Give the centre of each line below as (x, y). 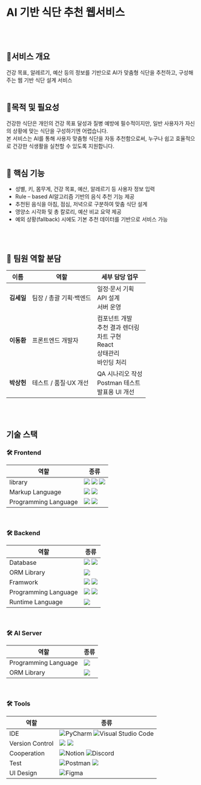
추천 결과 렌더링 (118, 328)
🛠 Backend (23, 533)
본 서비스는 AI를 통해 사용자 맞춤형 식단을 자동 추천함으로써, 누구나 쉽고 (90, 138)
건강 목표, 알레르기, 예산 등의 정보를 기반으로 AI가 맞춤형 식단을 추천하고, (92, 72)
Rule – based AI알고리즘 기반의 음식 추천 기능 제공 (75, 197)
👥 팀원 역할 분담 (34, 258)
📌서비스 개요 (28, 57)
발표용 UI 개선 (116, 392)
